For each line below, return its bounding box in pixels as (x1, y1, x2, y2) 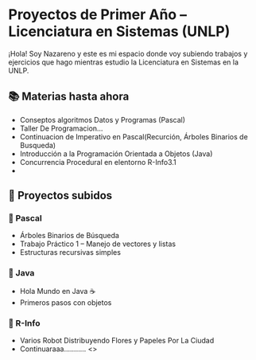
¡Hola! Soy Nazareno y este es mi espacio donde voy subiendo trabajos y (8, 49, 248, 58)
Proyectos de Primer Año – (8, 6, 188, 24)
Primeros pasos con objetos (19, 297, 112, 307)
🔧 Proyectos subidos (8, 189, 113, 202)
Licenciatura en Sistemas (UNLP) (8, 22, 231, 41)
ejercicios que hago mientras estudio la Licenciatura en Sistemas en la (8, 57, 239, 67)
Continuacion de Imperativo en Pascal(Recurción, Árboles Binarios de (19, 131, 248, 141)
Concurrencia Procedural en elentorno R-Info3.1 (19, 157, 176, 166)
